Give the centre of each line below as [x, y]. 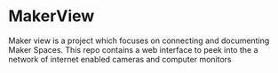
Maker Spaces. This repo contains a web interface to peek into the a [133, 49]
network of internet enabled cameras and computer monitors [120, 59]
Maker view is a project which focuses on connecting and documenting [139, 40]
